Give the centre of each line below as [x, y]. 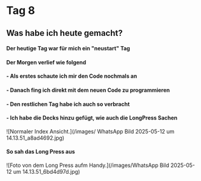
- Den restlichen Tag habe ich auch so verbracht [68, 104]
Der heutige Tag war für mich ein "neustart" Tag [68, 49]
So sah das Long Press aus [41, 152]
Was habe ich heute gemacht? [64, 33]
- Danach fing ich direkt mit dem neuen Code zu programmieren [88, 90]
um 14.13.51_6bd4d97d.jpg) [47, 171]
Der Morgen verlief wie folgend [46, 62]
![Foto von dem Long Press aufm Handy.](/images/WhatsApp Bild [88, 165]
